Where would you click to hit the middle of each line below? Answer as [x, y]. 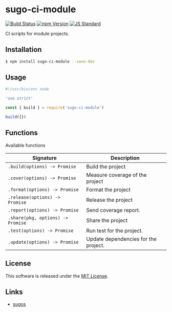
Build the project [106, 167]
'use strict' [19, 98]
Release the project [110, 200]
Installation [24, 50]
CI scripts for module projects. [37, 33]
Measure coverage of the [116, 175]
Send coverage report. [113, 210]
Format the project [108, 190]
